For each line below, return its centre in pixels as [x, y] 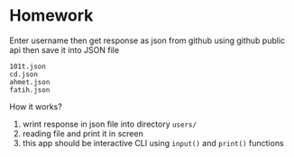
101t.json [28, 66]
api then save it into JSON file [64, 49]
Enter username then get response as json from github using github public [147, 40]
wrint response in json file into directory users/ [109, 124]
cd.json [24, 74]
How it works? [36, 106]
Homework [51, 16]
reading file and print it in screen [83, 133]
